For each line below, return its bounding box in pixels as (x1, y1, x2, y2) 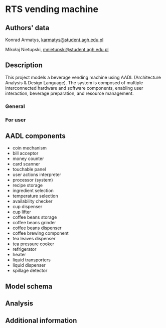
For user (5, 116, 26, 123)
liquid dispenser (12, 262, 46, 268)
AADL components (5, 132, 66, 140)
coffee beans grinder (12, 220, 56, 226)
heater (12, 252, 27, 258)
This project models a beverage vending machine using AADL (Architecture (5, 74, 161, 80)
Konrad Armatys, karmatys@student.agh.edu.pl (5, 37, 104, 43)
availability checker (12, 198, 53, 204)
